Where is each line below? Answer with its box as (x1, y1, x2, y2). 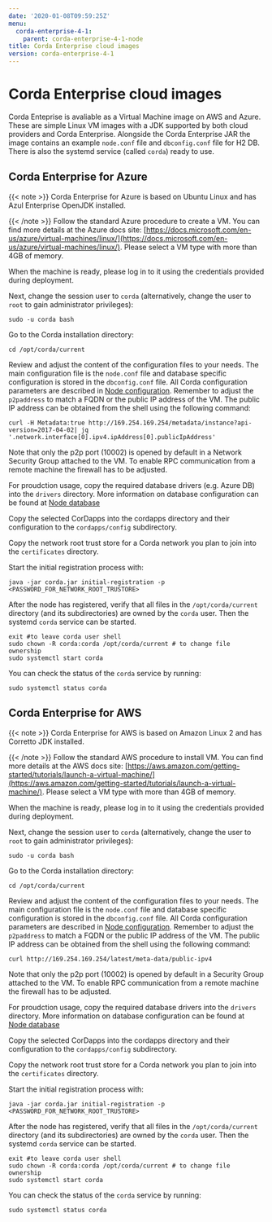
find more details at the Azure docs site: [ (8, 225, 147, 235)
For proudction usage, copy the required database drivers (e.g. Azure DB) (8, 480, 256, 490)
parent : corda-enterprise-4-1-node (23, 34, 144, 43)
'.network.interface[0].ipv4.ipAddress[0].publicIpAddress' (8, 433, 217, 441)
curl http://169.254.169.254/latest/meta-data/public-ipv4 (8, 955, 213, 963)
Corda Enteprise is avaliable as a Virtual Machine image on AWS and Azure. (8, 112, 261, 121)
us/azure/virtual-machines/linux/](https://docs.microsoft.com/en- (8, 233, 228, 243)
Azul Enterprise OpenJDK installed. (8, 200, 126, 210)
